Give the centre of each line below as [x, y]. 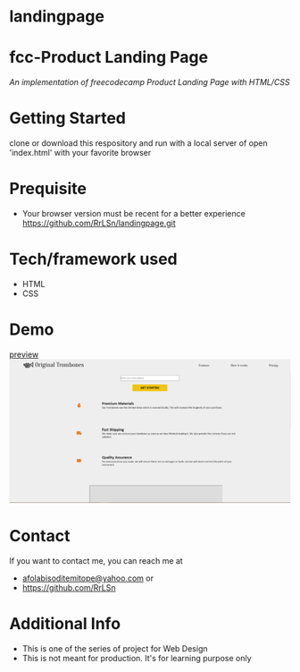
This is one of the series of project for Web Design [115, 649]
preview [24, 354]
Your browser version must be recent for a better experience [133, 213]
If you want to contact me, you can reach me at [96, 561]
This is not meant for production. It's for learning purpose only [137, 659]
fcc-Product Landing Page [108, 58]
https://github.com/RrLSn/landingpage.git [99, 223]
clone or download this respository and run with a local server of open [138, 143]
